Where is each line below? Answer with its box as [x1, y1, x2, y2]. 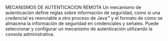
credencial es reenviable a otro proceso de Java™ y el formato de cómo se [5, 15, 163, 21]
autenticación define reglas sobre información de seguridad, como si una [5, 10, 160, 16]
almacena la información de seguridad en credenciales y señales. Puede [5, 20, 159, 26]
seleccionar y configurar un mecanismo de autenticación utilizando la [5, 26, 153, 32]
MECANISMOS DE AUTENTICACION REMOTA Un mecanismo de [5, 5, 141, 10]
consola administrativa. [5, 31, 55, 37]
